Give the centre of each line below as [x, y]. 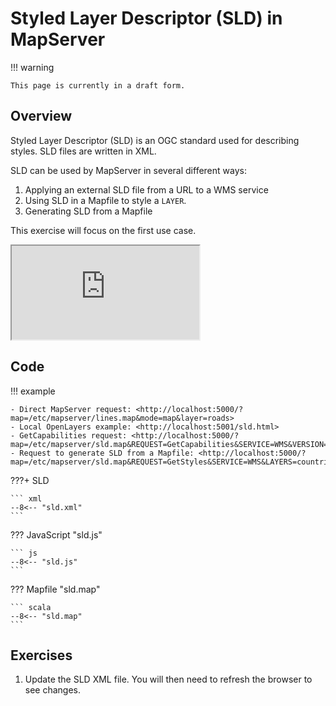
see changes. [53, 690]
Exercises [41, 655]
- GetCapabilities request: [69, 435]
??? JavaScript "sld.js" [56, 534]
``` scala [31, 607]
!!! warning [32, 67]
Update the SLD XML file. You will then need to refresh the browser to [168, 679]
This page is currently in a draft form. [98, 85]
